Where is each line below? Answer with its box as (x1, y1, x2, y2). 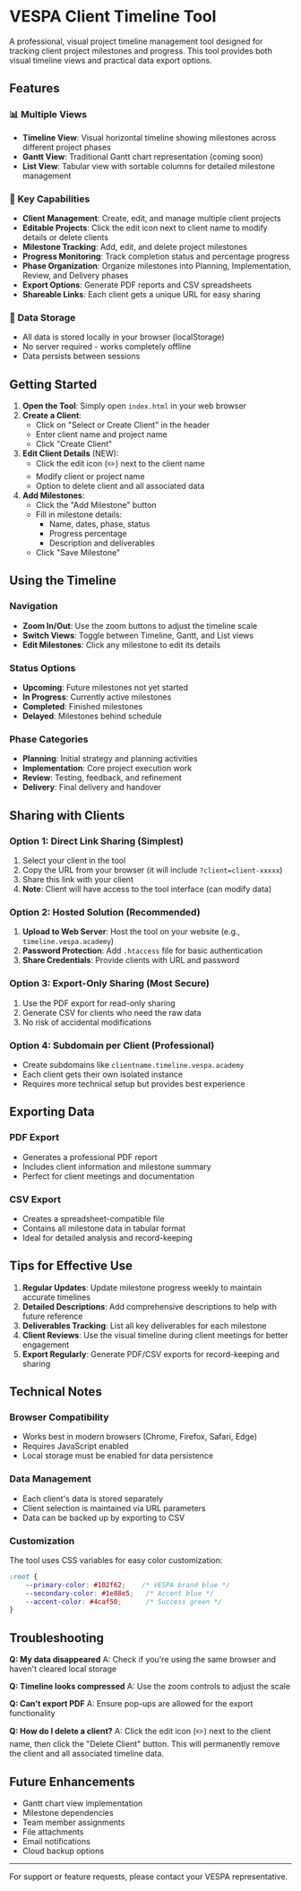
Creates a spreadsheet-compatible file (21, 1213, 165, 1224)
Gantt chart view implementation (21, 1798, 143, 1809)
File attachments (21, 1826, 84, 1837)
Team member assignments (21, 1817, 125, 1827)
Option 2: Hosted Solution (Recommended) (9, 906, 201, 918)
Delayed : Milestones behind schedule (21, 710, 163, 722)
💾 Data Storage (9, 311, 76, 323)
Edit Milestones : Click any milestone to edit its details (21, 639, 221, 650)
